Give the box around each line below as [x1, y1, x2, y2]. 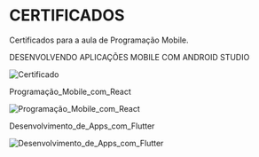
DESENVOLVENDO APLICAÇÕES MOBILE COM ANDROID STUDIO [9, 51, 250, 62]
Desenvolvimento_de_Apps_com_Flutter [9, 121, 155, 131]
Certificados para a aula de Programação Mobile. [9, 35, 189, 45]
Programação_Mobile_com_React [9, 86, 131, 97]
